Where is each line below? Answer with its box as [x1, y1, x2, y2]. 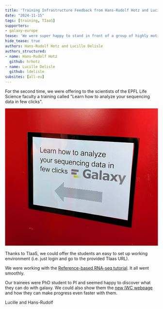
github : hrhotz [9, 59, 40, 64]
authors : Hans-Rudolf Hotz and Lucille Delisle [5, 44, 103, 49]
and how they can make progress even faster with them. [5, 290, 118, 296]
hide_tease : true [5, 39, 40, 44]
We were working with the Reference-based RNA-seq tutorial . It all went [5, 265, 149, 271]
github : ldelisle [9, 69, 45, 74]
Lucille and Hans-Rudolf [5, 299, 53, 306]
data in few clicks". [5, 99, 43, 104]
